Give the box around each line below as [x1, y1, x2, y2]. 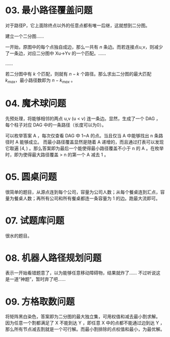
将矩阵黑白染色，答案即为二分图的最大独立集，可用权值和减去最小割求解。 [5, 314, 160, 320]
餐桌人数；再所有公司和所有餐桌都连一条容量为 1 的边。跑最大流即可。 [14, 195, 160, 201]
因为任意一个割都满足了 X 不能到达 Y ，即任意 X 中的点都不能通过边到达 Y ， [5, 320, 165, 326]
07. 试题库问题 [5, 215, 65, 226]
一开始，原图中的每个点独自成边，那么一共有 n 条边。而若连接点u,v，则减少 [5, 44, 163, 50]
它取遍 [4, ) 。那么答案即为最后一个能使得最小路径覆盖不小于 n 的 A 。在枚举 [5, 145, 164, 151]
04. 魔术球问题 [5, 97, 66, 109]
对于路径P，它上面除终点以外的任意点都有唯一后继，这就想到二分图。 [5, 22, 150, 28]
